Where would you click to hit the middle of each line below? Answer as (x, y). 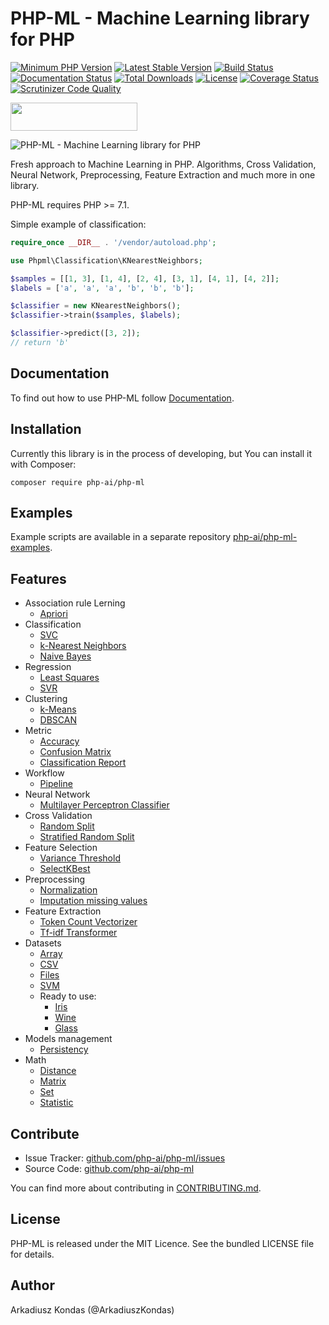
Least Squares (69, 678)
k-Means (58, 709)
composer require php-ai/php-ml (77, 482)
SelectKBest (65, 869)
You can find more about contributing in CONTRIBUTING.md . (136, 1188)
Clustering (46, 699)
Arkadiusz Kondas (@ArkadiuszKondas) (92, 1309)
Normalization (68, 890)
